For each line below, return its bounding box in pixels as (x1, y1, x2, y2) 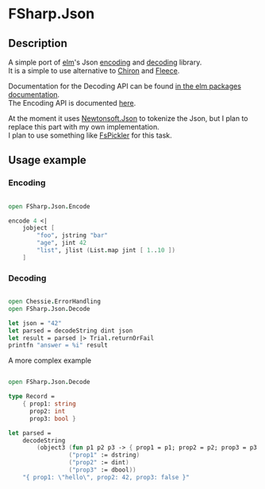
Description (8, 37, 67, 50)
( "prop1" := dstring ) (68, 451, 140, 460)
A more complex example (8, 355, 92, 366)
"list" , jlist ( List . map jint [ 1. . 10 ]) (36, 246, 176, 254)
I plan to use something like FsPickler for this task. (8, 130, 172, 140)
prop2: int (29, 407, 66, 415)
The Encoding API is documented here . (8, 99, 136, 107)
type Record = (8, 393, 56, 401)
